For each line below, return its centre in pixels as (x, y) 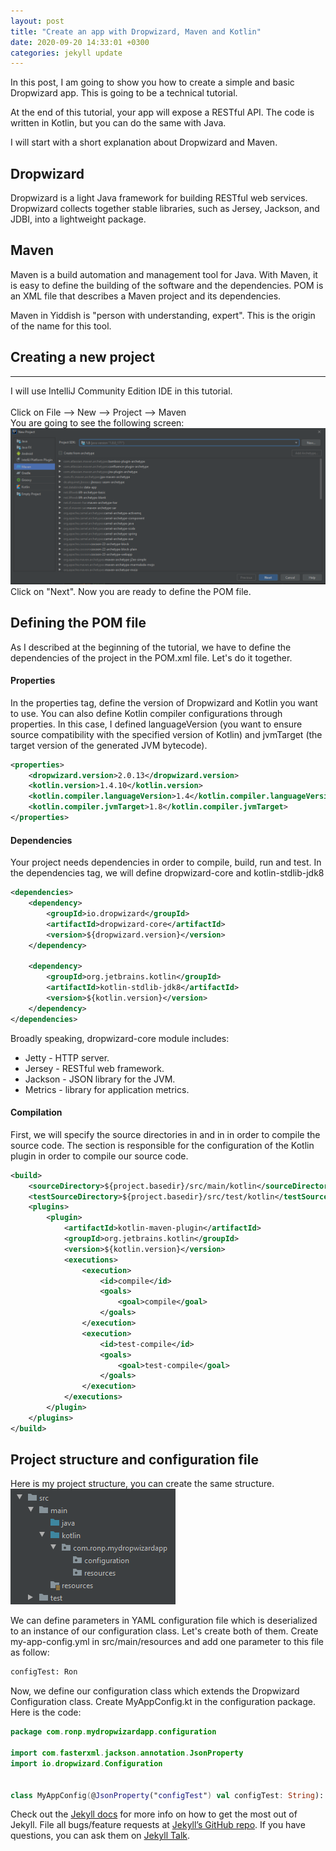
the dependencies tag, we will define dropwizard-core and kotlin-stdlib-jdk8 (167, 873)
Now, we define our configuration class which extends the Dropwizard (155, 1691)
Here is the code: (46, 1712)
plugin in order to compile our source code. (99, 1156)
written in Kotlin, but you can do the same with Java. (118, 123)
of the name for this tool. (61, 326)
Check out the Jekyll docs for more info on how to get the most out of (154, 1814)
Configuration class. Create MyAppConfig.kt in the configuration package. (163, 1702)
